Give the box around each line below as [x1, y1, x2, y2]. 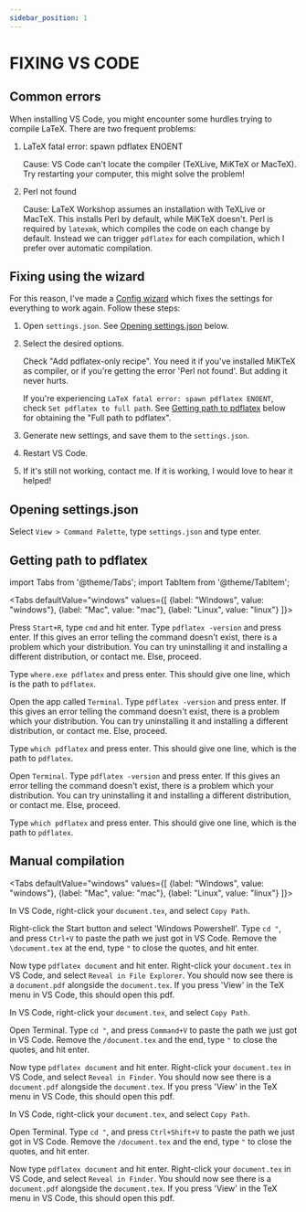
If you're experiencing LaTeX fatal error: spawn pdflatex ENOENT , [22, 393, 274, 404]
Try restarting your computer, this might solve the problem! [22, 168, 245, 179]
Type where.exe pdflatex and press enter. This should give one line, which [9, 669, 290, 680]
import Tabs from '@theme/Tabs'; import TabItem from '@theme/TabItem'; [9, 577, 290, 588]
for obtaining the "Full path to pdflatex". [22, 412, 172, 423]
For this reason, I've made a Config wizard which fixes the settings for [9, 293, 273, 304]
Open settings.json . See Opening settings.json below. [22, 321, 230, 332]
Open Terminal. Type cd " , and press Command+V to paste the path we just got [9, 1025, 298, 1036]
